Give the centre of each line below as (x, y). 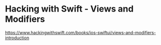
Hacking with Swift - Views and (69, 9)
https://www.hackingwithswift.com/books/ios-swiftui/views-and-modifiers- (80, 32)
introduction (17, 38)
